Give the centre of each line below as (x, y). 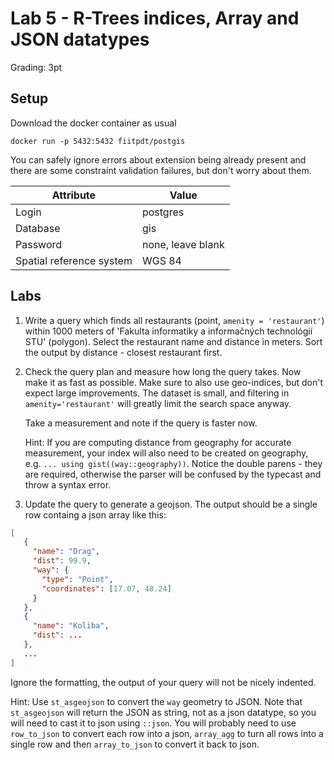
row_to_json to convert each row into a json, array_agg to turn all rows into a (167, 733)
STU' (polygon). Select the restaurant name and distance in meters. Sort (173, 341)
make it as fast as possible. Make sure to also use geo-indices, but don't (174, 382)
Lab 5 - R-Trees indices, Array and (155, 18)
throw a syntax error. (68, 484)
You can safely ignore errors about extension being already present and (158, 159)
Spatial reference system (74, 260)
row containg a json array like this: (95, 514)
